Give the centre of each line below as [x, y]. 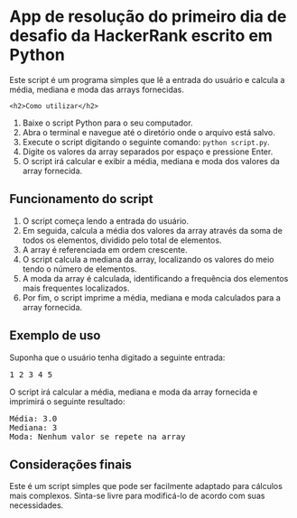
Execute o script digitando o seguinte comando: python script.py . [146, 142]
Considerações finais [71, 464]
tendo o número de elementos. [79, 269]
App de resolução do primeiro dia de [148, 17]
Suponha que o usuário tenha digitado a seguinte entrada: [117, 357]
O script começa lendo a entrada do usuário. [106, 221]
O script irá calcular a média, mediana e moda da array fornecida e [134, 392]
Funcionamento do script [81, 199]
